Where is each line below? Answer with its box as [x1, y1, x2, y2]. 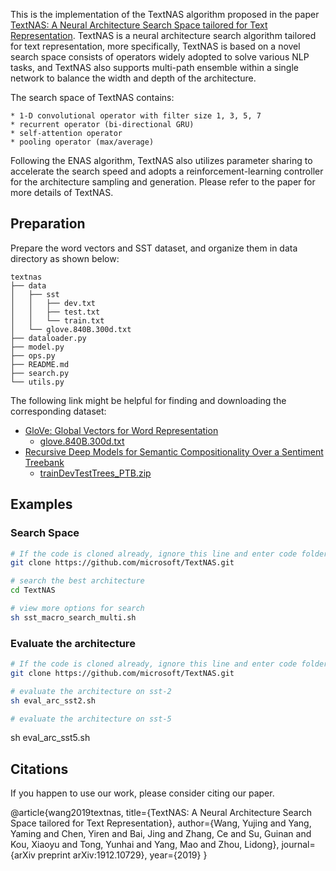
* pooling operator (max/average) [10, 137, 155, 147]
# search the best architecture [10, 576, 145, 586]
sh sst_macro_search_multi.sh [10, 612, 137, 623]
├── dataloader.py [10, 333, 87, 343]
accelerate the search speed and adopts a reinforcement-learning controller [10, 165, 324, 177]
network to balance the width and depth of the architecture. [10, 72, 257, 84]
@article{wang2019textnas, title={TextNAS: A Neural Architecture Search [10, 807, 313, 819]
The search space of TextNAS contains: [10, 92, 175, 103]
